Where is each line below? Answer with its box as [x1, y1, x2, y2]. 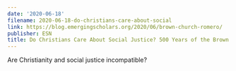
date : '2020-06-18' [7, 10, 65, 18]
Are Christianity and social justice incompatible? [7, 56, 147, 64]
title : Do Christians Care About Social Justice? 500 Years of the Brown [7, 37, 230, 44]
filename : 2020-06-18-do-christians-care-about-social [7, 17, 172, 24]
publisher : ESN [7, 30, 52, 37]
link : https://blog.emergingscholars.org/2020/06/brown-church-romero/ [7, 23, 223, 30]
